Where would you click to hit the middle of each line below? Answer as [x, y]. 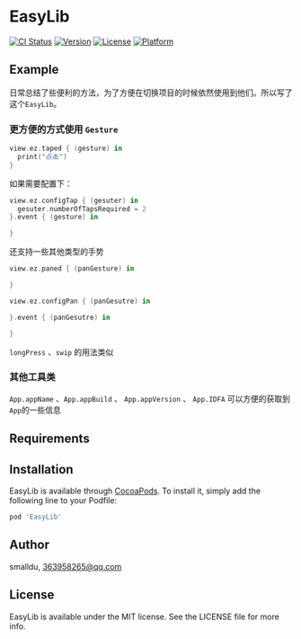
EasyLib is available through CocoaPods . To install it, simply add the [135, 491]
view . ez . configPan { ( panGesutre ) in [80, 301]
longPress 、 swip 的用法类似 [62, 351]
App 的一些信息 [35, 410]
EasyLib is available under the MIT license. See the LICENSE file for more [145, 617]
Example [34, 70]
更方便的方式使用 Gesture [64, 129]
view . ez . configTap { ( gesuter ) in [74, 200]
